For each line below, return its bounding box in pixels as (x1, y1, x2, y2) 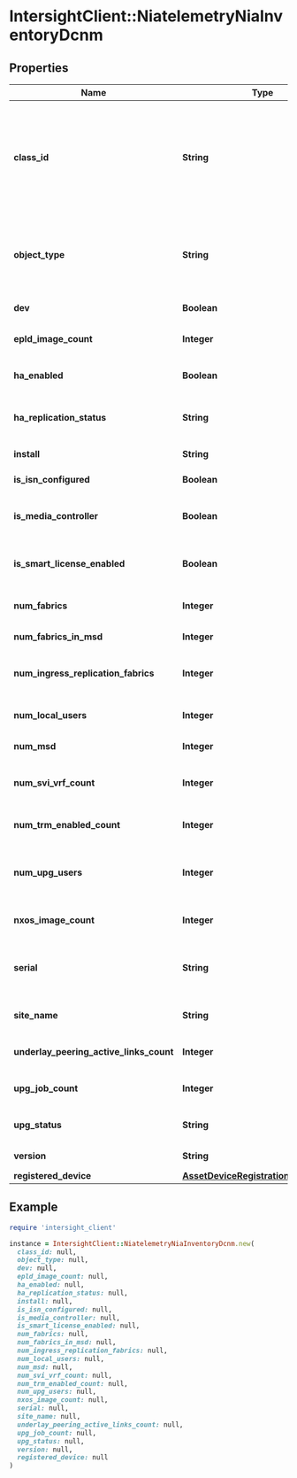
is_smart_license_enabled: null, (17, 1321, 141, 1330)
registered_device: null (17, 1453, 109, 1462)
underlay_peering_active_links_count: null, (17, 1420, 184, 1429)
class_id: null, (17, 1247, 77, 1257)
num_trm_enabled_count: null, (17, 1379, 128, 1388)
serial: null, (17, 1404, 69, 1413)
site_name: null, (17, 1412, 81, 1421)
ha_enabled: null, (17, 1281, 86, 1289)
